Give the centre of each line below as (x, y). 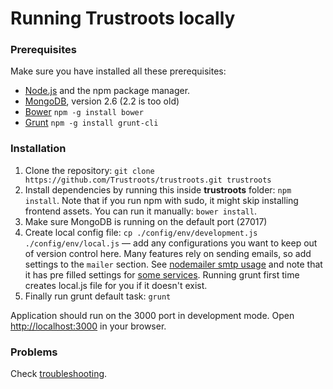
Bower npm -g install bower (84, 112)
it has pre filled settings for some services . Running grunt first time (162, 274)
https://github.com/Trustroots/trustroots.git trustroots (148, 180)
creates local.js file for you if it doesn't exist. (116, 285)
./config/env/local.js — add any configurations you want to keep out (171, 243)
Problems (34, 352)
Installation (38, 149)
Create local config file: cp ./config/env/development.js (141, 232)
